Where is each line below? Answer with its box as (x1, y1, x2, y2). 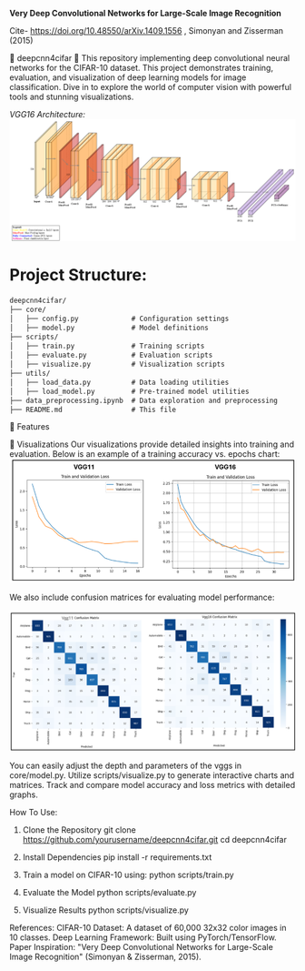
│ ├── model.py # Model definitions (9, 323, 209, 332)
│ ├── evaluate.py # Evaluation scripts (9, 350, 213, 359)
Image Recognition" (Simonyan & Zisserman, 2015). (9, 951, 202, 962)
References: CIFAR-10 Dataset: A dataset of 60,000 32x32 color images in (9, 922, 288, 933)
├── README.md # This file (9, 405, 177, 414)
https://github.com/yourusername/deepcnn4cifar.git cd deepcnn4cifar (22, 834, 288, 845)
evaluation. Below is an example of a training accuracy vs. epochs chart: (9, 448, 280, 459)
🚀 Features (9, 420, 50, 431)
